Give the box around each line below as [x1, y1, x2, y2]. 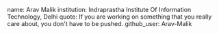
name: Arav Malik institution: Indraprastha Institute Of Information [7, 6, 192, 13]
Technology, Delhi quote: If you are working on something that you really [7, 13, 212, 21]
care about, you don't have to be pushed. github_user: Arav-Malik [7, 20, 192, 27]
